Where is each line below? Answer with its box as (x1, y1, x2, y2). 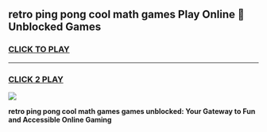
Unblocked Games (8, 21, 102, 34)
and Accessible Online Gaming (8, 115, 112, 124)
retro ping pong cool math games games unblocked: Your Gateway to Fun (8, 106, 256, 115)
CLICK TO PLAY (8, 44, 70, 55)
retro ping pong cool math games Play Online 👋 (8, 8, 245, 21)
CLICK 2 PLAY (8, 74, 64, 85)
